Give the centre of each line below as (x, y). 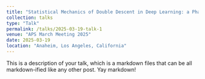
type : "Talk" (23, 23)
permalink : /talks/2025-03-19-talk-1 (54, 29)
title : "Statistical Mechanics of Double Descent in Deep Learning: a (98, 12)
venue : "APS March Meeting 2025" (49, 35)
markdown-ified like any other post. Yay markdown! (71, 69)
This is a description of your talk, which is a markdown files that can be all (99, 63)
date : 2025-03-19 (28, 40)
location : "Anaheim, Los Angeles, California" (67, 46)
